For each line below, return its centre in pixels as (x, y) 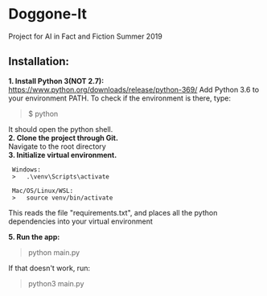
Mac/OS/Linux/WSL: (43, 191)
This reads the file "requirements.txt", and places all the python (113, 212)
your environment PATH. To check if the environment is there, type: (120, 98)
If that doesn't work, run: (49, 268)
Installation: (39, 62)
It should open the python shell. (61, 129)
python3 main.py (56, 283)
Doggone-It (47, 14)
